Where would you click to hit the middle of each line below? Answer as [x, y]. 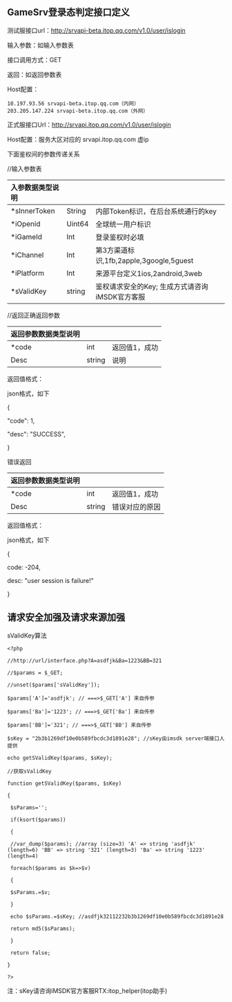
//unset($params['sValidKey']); [54, 685]
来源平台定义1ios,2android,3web [149, 273]
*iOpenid [26, 223]
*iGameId [27, 236]
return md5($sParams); [43, 929]
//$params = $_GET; [35, 673]
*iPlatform [28, 273]
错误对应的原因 [136, 507]
